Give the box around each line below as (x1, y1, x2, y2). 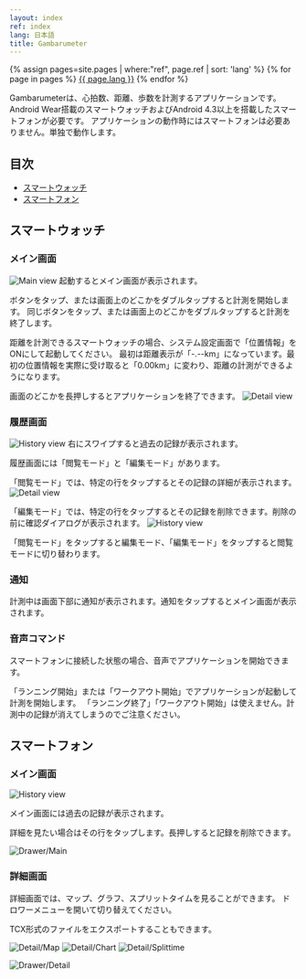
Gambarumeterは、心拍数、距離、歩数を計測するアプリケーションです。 (9, 92, 281, 103)
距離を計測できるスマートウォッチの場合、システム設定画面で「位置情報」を (9, 336, 297, 347)
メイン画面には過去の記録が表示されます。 (9, 808, 169, 819)
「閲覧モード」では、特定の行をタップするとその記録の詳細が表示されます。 (9, 477, 297, 488)
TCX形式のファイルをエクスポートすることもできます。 (9, 923, 216, 934)
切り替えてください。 (97, 904, 176, 915)
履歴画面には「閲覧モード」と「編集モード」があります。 (9, 458, 226, 469)
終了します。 (9, 317, 58, 328)
